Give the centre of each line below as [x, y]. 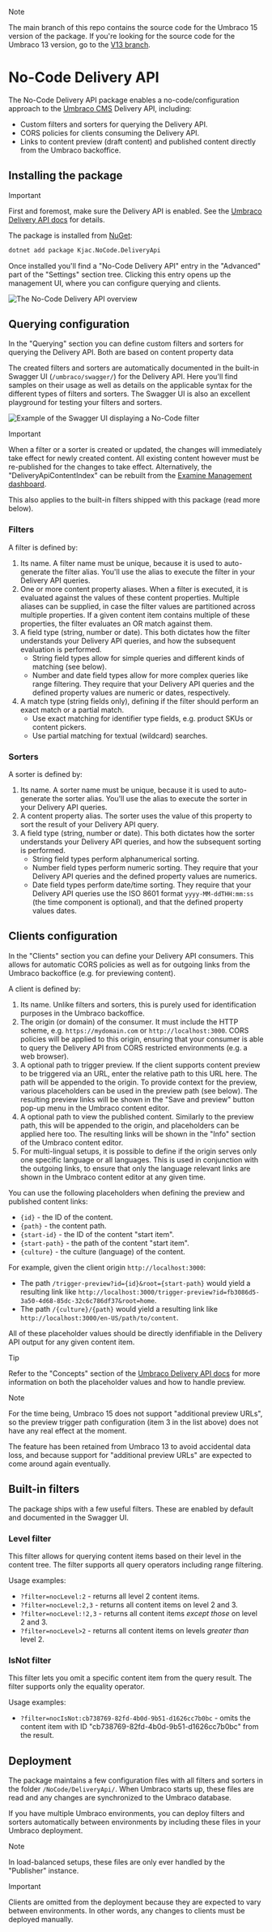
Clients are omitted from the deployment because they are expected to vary [135, 1902]
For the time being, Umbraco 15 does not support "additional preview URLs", [136, 1413]
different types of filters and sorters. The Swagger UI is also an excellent [130, 394]
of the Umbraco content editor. [72, 1142]
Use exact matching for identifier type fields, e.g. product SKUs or [142, 718]
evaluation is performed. [61, 649]
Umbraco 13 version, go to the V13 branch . [80, 45]
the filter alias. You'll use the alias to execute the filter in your [154, 571]
